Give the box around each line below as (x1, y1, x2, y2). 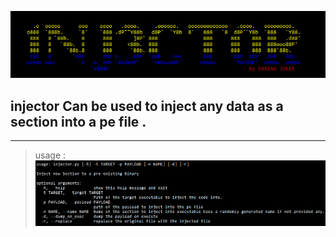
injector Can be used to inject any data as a (10, 97, 284, 115)
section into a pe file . (10, 113, 147, 130)
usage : (34, 149, 67, 161)
